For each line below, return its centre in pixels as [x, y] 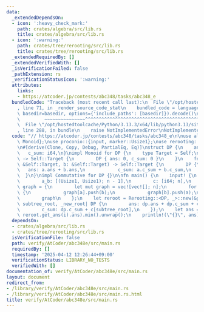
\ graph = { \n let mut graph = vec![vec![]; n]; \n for [107, 187]
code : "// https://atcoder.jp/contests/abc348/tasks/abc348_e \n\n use [101, 136]
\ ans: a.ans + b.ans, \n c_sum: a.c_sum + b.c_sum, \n [104, 170]
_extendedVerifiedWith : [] [46, 63]
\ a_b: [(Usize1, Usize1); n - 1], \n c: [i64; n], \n [104, 181]
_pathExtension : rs [36, 74]
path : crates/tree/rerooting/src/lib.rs [69, 46]
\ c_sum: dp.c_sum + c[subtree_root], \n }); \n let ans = [108, 209]
